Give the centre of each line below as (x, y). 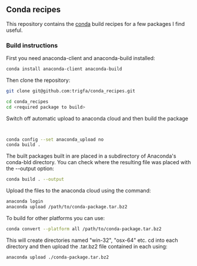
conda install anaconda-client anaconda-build (64, 69)
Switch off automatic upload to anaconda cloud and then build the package (97, 118)
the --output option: (30, 169)
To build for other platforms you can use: (55, 218)
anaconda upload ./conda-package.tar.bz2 (58, 257)
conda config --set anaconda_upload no (55, 139)
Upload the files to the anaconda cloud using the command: (79, 191)
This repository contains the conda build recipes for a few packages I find (96, 24)
